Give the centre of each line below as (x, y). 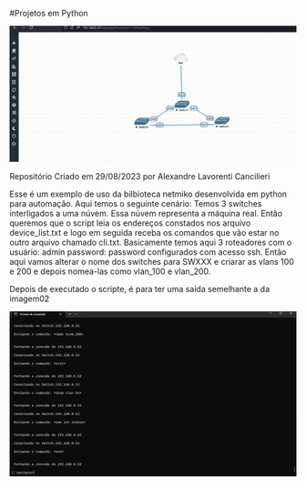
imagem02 (30, 299)
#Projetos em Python (49, 13)
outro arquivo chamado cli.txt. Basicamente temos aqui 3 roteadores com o (151, 242)
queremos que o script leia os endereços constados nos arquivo (130, 223)
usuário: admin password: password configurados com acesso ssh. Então (148, 252)
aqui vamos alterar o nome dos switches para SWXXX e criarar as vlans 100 (152, 261)
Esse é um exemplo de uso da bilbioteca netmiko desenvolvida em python (148, 194)
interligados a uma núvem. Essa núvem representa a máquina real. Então (146, 213)
